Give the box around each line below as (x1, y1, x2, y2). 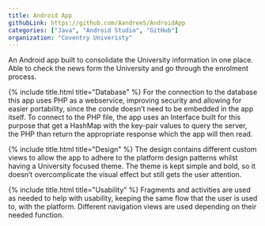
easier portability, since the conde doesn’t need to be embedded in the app (8, 104, 254, 114)
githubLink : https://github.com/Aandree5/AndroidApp (8, 19, 186, 27)
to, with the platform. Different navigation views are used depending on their (8, 202, 257, 212)
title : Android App (8, 11, 73, 20)
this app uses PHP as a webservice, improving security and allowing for (8, 96, 242, 105)
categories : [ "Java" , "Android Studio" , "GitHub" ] (8, 26, 179, 34)
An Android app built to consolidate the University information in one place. (8, 55, 253, 65)
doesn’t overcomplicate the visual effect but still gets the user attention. (8, 170, 242, 179)
